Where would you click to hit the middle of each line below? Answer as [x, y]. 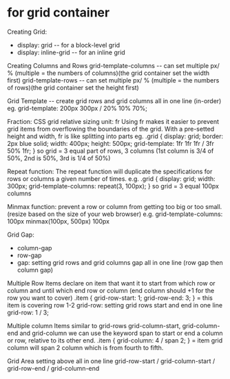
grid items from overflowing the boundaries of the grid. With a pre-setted [111, 129]
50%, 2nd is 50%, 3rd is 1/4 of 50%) [59, 158]
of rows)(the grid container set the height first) [73, 87]
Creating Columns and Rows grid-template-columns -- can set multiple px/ [113, 65]
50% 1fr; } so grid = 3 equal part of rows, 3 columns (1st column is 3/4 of [111, 151]
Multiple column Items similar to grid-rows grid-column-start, [94, 325]
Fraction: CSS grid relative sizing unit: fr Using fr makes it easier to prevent [113, 121]
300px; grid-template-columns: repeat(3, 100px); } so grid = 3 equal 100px [113, 186]
